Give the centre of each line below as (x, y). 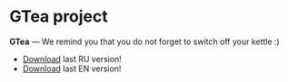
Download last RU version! (72, 59)
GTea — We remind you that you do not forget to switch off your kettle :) (144, 41)
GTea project (59, 17)
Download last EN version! (72, 68)
